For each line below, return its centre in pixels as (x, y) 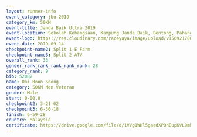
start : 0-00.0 (23, 98)
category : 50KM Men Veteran (40, 87)
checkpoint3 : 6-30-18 (33, 109)
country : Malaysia (28, 120)
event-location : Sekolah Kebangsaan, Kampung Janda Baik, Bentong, (90, 33)
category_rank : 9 (27, 71)
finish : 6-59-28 (26, 114)
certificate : (22, 125)
